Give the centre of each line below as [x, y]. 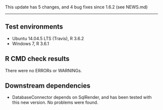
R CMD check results [37, 59]
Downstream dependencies [48, 86]
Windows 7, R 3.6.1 [31, 44]
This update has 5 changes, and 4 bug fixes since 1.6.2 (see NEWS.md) [76, 7]
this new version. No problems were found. [55, 102]
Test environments [34, 27]
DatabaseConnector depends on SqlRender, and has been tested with [82, 97]
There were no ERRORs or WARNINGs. [44, 70]
